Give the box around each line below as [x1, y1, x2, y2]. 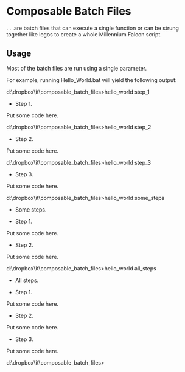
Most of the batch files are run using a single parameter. [6, 64, 147, 72]
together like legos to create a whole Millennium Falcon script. [6, 30, 162, 38]
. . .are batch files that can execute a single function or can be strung [6, 24, 180, 32]
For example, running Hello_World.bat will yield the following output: [6, 76, 177, 83]
